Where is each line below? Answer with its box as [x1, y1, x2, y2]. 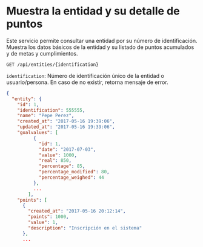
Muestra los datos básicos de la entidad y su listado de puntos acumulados [6, 43, 195, 51]
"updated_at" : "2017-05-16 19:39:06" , [17, 124, 115, 130]
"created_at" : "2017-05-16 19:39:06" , [17, 118, 115, 124]
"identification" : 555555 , [17, 107, 85, 113]
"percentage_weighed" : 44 [38, 175, 104, 181]
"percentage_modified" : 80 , [38, 169, 110, 175]
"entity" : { [12, 95, 42, 102]
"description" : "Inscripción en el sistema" [28, 225, 142, 231]
